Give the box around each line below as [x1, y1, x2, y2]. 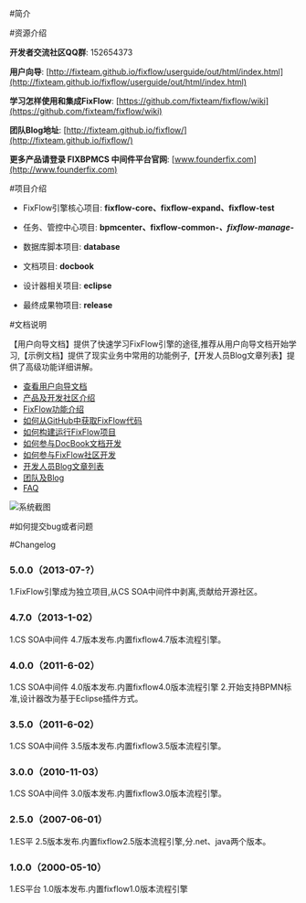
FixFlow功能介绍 [22, 403, 85, 414]
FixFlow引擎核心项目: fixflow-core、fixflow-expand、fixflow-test [22, 202, 275, 213]
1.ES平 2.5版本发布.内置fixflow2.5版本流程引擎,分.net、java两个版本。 [9, 835, 271, 846]
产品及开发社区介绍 [22, 392, 96, 403]
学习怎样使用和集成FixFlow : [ [9, 95, 120, 106]
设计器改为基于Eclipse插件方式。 [19, 693, 143, 704]
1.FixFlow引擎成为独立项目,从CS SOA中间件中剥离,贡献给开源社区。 [9, 586, 263, 597]
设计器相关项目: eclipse [22, 280, 112, 291]
